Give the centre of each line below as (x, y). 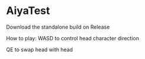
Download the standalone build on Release (58, 27)
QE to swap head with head (39, 49)
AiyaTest (28, 11)
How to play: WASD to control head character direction (73, 38)
